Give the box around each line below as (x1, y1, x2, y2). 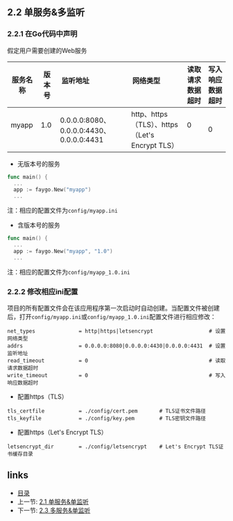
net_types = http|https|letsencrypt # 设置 (7, 327, 226, 335)
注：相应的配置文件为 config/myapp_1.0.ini (7, 267, 130, 276)
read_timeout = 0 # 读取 (7, 357, 226, 364)
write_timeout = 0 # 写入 (7, 372, 226, 379)
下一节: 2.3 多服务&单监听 (17, 506, 91, 514)
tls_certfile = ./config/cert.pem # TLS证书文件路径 (7, 407, 206, 415)
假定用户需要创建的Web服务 (7, 46, 87, 54)
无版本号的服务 (17, 159, 60, 168)
